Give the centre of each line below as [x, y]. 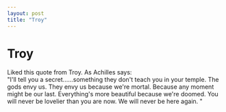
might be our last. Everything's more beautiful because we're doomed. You [113, 94]
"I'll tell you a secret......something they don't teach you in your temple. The [113, 80]
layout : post [26, 13]
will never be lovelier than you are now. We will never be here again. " [105, 101]
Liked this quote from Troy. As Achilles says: [70, 72]
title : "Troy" [27, 20]
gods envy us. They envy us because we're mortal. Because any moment [111, 87]
